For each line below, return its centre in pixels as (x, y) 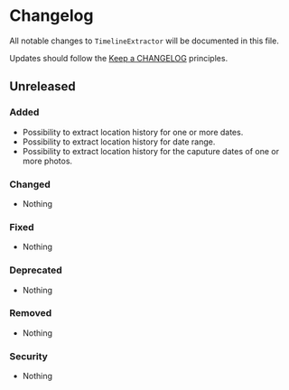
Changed (30, 184)
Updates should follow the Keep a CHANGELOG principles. (119, 58)
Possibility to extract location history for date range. (119, 142)
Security (28, 356)
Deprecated (36, 270)
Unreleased (43, 87)
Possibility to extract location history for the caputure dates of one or (151, 151)
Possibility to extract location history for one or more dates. (133, 132)
